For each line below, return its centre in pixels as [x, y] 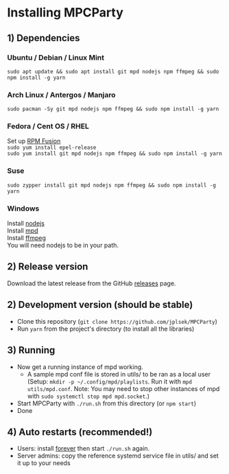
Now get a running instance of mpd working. [80, 367]
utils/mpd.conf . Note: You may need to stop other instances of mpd [123, 388]
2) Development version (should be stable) [100, 305]
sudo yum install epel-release [52, 148]
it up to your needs [44, 463]
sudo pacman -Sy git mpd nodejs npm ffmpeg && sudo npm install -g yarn [113, 109]
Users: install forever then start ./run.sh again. [83, 449]
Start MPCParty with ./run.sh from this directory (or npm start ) [107, 403]
